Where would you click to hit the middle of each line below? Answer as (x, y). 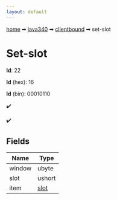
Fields (18, 141)
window (21, 169)
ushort (46, 178)
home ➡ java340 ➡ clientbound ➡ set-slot (59, 29)
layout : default (27, 12)
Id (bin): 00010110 (28, 94)
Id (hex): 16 (20, 82)
